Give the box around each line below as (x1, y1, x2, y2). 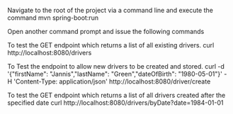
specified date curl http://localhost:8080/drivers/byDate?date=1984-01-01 (7, 98, 224, 107)
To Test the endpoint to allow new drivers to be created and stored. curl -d (7, 62, 225, 70)
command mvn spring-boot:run (7, 13, 99, 22)
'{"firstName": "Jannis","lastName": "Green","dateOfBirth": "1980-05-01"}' (7, 70, 223, 78)
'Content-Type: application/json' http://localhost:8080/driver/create (13, 77, 211, 86)
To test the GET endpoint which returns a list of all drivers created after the (7, 91, 226, 99)
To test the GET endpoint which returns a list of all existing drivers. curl (7, 41, 215, 49)
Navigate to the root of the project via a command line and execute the (7, 6, 214, 14)
